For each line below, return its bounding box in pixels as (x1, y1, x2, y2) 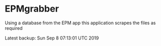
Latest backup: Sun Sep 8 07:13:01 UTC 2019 (5, 35, 99, 41)
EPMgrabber (5, 3, 59, 15)
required (5, 25, 23, 31)
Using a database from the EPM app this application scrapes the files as (5, 20, 156, 26)
